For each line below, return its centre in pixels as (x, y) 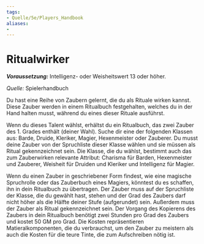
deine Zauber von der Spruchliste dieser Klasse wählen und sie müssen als (101, 145)
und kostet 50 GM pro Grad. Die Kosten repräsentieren (75, 222)
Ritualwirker (38, 59)
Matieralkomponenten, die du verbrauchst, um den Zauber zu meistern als (100, 228)
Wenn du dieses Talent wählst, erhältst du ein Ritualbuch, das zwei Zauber (100, 125)
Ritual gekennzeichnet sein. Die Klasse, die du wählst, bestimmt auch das (99, 151)
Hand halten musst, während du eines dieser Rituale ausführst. (86, 113)
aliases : (17, 23)
